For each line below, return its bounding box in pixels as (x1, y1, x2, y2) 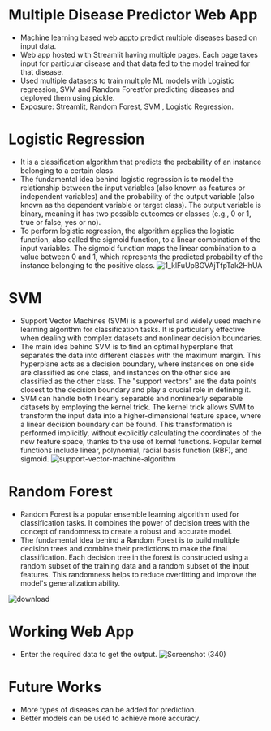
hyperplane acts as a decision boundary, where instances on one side (19, 359, 255, 369)
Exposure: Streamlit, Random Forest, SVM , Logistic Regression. (19, 102, 234, 111)
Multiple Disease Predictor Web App (8, 6, 258, 24)
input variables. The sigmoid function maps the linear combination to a (19, 243, 256, 253)
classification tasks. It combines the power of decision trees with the (19, 517, 250, 527)
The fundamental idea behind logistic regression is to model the (19, 174, 234, 184)
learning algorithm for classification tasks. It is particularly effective (19, 324, 246, 334)
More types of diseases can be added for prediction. (19, 704, 196, 714)
